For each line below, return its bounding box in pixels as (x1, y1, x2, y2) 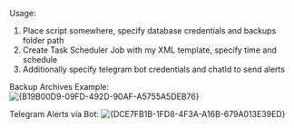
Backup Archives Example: (9, 82, 110, 92)
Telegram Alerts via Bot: (9, 109, 100, 119)
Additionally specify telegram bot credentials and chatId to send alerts (22, 64, 286, 74)
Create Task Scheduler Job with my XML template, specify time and (22, 44, 277, 55)
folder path (22, 35, 64, 45)
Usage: (9, 8, 36, 18)
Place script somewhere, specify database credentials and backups (22, 25, 277, 35)
